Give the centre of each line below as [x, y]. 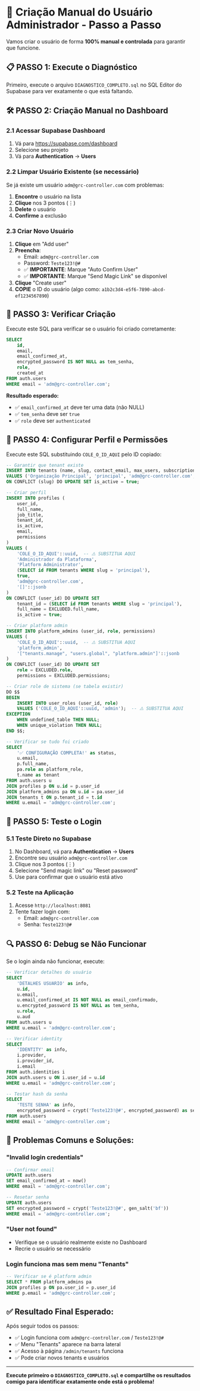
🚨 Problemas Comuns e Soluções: [70, 1140]
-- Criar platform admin [37, 626]
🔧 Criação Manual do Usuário [79, 12]
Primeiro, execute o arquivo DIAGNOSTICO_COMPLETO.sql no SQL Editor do [94, 85]
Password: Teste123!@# [52, 263]
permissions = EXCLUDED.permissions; [64, 676]
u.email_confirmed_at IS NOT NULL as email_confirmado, [88, 1000]
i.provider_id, [36, 1061]
